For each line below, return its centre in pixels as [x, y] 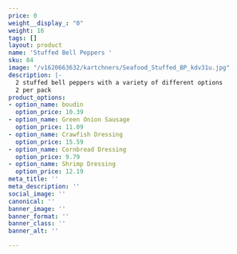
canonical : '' [32, 201]
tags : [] [23, 38]
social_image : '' [37, 194]
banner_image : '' [37, 208]
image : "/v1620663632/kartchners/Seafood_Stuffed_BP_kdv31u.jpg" [119, 68]
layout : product [35, 46]
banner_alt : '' [34, 231]
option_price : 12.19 [49, 172]
